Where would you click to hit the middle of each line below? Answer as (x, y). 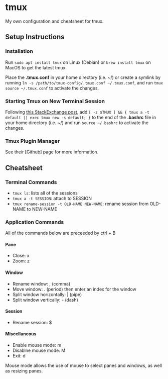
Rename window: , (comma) (41, 283)
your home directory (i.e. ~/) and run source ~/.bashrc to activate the (77, 123)
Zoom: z (21, 261)
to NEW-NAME (42, 209)
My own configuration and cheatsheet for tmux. (54, 21)
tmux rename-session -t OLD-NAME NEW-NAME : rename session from (80, 204)
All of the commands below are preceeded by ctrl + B (60, 233)
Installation (19, 51)
